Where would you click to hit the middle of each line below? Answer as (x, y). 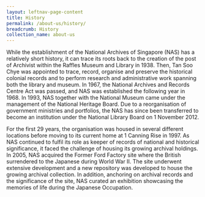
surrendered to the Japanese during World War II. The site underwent (94, 162)
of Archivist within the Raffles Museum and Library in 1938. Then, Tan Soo (100, 65)
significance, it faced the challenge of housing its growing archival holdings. (102, 149)
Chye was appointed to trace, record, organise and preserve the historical (99, 72)
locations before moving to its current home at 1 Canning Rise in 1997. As (98, 136)
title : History (26, 18)
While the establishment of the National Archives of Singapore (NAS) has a (100, 52)
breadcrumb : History (33, 29)
